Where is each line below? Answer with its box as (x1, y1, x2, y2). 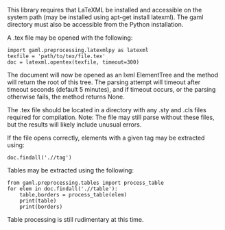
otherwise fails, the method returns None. (7, 92, 125, 101)
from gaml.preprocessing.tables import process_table (7, 179, 165, 186)
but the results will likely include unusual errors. (7, 120, 142, 129)
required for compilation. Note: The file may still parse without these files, (7, 113, 215, 121)
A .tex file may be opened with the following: (7, 34, 133, 42)
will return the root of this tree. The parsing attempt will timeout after (7, 78, 201, 86)
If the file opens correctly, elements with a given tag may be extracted (7, 133, 205, 142)
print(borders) (19, 203, 63, 210)
